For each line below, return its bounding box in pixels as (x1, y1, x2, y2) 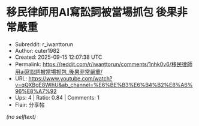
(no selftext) (6, 113, 37, 120)
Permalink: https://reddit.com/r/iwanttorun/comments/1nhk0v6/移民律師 (14, 61, 193, 68)
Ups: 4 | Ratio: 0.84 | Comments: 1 (14, 94, 100, 101)
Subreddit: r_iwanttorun (14, 40, 74, 48)
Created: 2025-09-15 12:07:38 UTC (14, 53, 102, 61)
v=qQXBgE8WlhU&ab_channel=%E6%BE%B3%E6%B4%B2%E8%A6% (14, 81, 193, 88)
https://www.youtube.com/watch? (28, 74, 113, 82)
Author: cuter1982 (14, 47, 60, 54)
